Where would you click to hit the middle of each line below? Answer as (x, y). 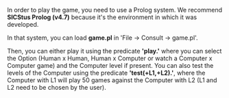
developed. (23, 24)
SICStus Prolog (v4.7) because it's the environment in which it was (102, 17)
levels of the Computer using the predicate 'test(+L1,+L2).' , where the (106, 73)
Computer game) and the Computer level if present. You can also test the (110, 65)
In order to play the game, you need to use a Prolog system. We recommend (115, 10)
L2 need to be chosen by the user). (57, 87)
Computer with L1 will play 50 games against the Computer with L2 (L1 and (112, 80)
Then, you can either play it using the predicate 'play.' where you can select (114, 51)
